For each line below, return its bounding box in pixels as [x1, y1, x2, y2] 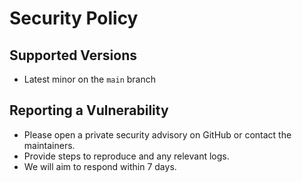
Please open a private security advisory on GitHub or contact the [23, 128, 292, 141]
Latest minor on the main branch [23, 73, 157, 85]
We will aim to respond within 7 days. [23, 160, 177, 172]
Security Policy [9, 7, 139, 30]
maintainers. [23, 139, 76, 151]
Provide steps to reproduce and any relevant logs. [23, 150, 230, 162]
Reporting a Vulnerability [9, 102, 169, 119]
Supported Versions [9, 47, 137, 64]
